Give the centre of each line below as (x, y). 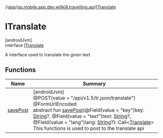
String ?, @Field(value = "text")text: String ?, (82, 116)
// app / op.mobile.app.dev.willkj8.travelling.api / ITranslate (61, 7)
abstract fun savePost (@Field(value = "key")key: (89, 110)
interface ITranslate (24, 45)
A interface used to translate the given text (48, 54)
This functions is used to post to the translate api (89, 128)
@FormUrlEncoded (55, 104)
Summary (94, 84)
